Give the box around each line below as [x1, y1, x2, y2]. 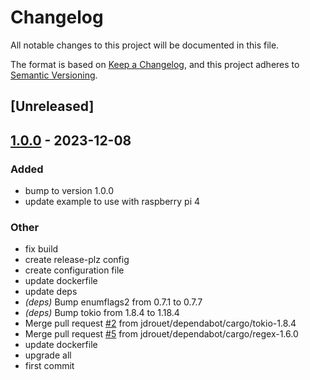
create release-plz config [24, 254, 130, 266]
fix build [24, 243, 59, 255]
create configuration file [24, 264, 125, 276]
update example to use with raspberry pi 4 [24, 196, 201, 208]
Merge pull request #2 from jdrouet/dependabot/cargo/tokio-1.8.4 [24, 317, 297, 330]
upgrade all [24, 349, 72, 361]
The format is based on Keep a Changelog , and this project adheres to [10, 58, 300, 70]
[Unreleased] [10, 98, 95, 115]
